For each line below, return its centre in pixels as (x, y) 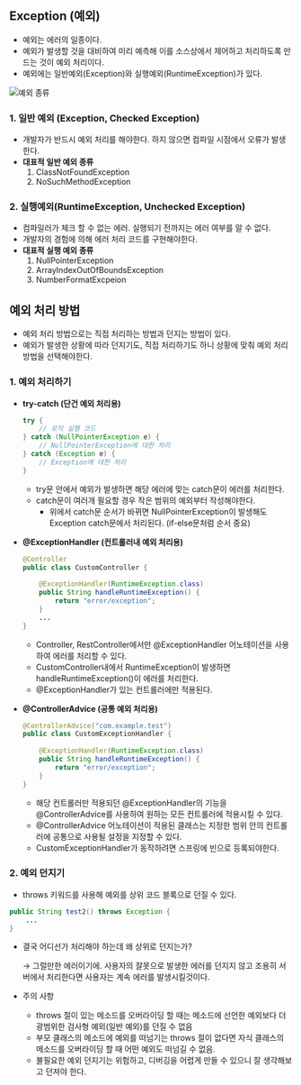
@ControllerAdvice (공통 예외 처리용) (90, 708)
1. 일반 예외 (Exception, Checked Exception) (105, 118)
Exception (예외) (55, 16)
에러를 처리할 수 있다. (90, 655)
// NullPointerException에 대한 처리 (105, 446)
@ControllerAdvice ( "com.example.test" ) (97, 725)
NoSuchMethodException (83, 182)
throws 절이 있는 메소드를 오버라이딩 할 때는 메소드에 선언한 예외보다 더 (161, 1016)
